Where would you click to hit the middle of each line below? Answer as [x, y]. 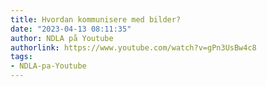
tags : [21, 57]
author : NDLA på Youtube [62, 38]
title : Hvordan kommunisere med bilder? [96, 19]
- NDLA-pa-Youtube [48, 66]
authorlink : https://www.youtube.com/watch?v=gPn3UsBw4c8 [133, 47]
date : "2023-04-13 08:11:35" [71, 29]
